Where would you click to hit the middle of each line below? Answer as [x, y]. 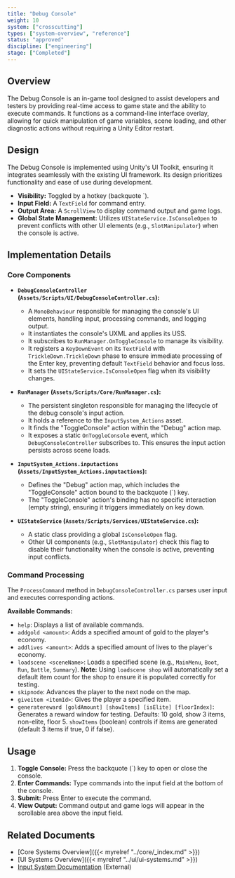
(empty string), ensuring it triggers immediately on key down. [116, 507]
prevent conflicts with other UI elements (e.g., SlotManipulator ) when [118, 225]
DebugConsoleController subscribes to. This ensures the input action [127, 443]
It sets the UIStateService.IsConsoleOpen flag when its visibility [119, 371]
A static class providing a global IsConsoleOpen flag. [102, 535]
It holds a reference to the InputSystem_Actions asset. [106, 420]
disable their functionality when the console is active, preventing [121, 550]
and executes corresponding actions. [61, 598]
